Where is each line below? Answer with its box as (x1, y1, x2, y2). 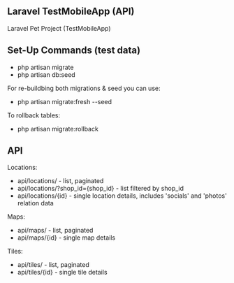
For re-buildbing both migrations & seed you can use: (7, 84, 161, 92)
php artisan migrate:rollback (17, 124, 99, 133)
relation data (17, 199, 54, 208)
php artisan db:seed (17, 70, 75, 79)
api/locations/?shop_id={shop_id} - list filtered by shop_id (17, 184, 184, 193)
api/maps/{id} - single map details (17, 233, 116, 242)
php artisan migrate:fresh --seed (17, 97, 112, 106)
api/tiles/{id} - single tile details (17, 268, 108, 277)
